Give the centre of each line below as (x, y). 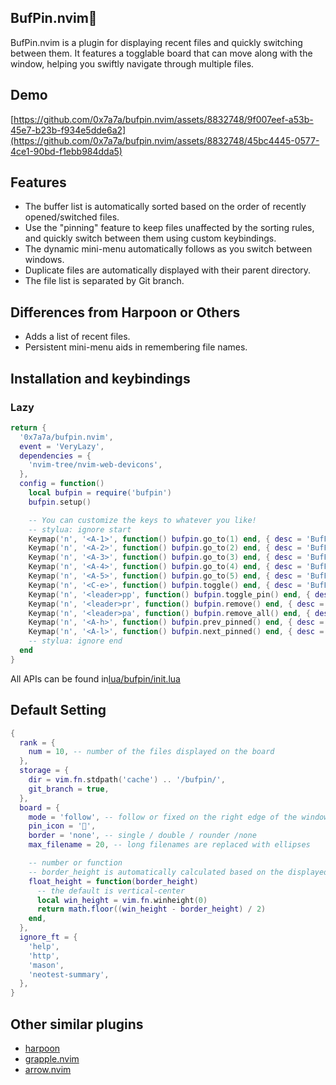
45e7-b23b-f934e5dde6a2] (68, 130)
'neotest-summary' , (69, 974)
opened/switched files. (72, 217)
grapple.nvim (52, 1058)
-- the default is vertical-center (111, 891)
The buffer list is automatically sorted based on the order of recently (165, 207)
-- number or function (75, 863)
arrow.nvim (48, 1069)
